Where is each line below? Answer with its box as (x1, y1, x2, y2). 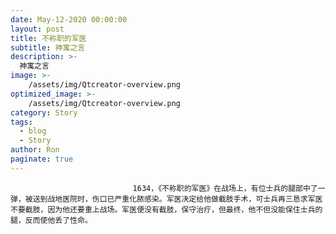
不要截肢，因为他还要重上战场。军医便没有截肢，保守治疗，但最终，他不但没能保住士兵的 (10, 204, 323, 215)
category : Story (10, 107, 78, 118)
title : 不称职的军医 (10, 33, 87, 43)
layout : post (10, 24, 65, 34)
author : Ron (10, 145, 60, 155)
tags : (10, 117, 33, 127)
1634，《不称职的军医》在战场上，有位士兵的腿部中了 (132, 183, 318, 193)
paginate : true (10, 154, 74, 164)
